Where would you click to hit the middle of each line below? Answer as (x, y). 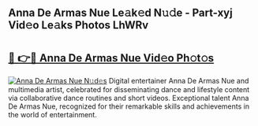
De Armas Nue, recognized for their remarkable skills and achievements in (129, 106)
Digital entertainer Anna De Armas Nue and (179, 81)
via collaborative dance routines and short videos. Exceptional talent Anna (129, 98)
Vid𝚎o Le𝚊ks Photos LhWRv (79, 26)
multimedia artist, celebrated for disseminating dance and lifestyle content (129, 89)
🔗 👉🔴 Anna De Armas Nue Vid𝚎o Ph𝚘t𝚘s (111, 58)
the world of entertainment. (52, 115)
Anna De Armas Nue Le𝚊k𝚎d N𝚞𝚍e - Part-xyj (120, 13)
